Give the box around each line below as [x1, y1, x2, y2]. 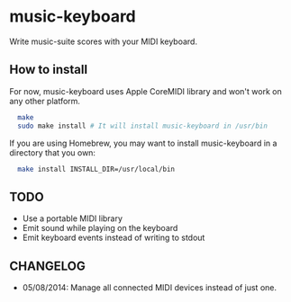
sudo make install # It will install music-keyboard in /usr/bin [17, 121, 268, 130]
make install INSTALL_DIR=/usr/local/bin [17, 164, 176, 173]
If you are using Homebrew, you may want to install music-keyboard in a [9, 138, 277, 148]
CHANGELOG [9, 258, 86, 273]
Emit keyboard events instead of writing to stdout [22, 232, 205, 244]
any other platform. [9, 95, 81, 106]
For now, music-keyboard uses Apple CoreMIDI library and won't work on [9, 85, 282, 96]
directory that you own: [9, 147, 96, 158]
